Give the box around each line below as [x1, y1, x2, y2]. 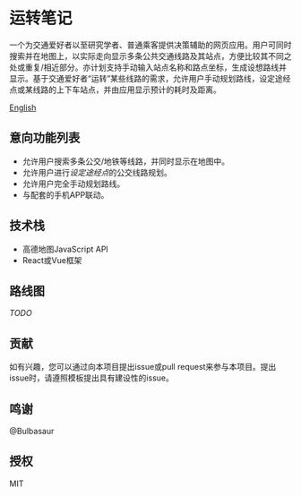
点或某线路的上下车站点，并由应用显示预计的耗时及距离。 [9, 84, 221, 95]
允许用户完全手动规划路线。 [21, 178, 125, 189]
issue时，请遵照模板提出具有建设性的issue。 [9, 372, 175, 383]
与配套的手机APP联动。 [21, 189, 109, 200]
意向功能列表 [9, 131, 81, 146]
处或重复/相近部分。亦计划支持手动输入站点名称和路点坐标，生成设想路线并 [9, 62, 288, 73]
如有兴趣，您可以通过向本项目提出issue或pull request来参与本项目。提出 [9, 362, 277, 372]
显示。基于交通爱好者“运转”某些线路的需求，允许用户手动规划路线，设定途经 [9, 73, 291, 83]
